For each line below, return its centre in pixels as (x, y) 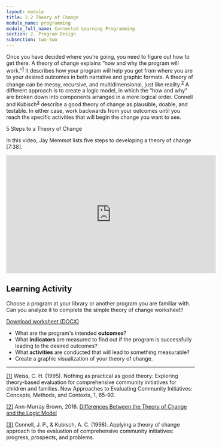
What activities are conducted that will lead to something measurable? (102, 352)
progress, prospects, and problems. (50, 437)
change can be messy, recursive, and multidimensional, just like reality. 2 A (98, 83)
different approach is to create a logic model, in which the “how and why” (97, 91)
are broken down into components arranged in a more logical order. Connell (100, 97)
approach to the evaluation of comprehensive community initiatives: (90, 431)
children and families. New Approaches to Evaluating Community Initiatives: (99, 388)
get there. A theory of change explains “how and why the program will (93, 63)
